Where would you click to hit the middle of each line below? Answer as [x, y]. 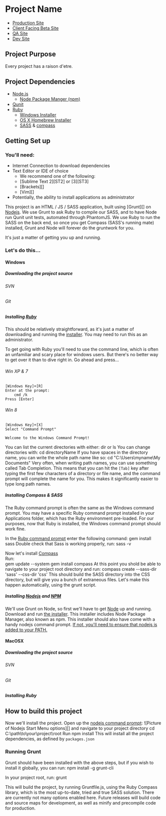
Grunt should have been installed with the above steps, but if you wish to [79, 762]
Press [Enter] [20, 399]
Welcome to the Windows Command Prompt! [48, 438]
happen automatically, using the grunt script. [51, 585]
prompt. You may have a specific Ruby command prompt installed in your [80, 513]
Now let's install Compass [32, 553]
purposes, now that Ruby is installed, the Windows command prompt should [83, 523]
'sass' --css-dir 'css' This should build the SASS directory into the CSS [78, 574]
